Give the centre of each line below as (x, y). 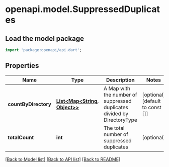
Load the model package (45, 38)
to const (152, 107)
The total (114, 128)
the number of (120, 95)
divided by (116, 113)
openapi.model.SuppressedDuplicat (82, 9)
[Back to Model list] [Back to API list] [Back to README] (63, 159)
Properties (22, 66)
